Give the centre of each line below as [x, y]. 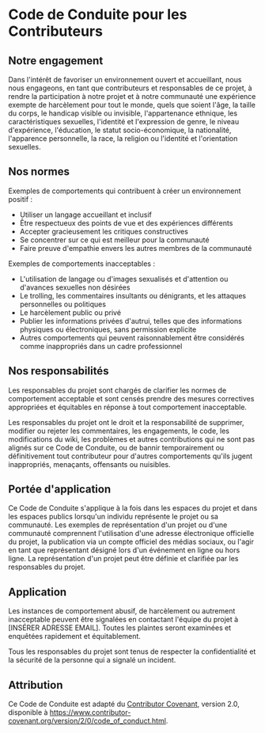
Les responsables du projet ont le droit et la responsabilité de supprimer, [126, 422]
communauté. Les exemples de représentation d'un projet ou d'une [118, 525]
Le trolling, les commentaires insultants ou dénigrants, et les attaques [133, 295]
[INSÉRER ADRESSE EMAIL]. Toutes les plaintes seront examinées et [120, 628]
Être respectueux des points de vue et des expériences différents [126, 222]
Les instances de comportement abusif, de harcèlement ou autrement [122, 611]
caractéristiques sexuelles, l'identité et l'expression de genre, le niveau [124, 122]
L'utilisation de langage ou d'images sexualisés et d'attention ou [124, 279]
